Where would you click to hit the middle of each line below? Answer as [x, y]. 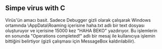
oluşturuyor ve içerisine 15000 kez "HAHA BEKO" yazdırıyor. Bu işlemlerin [81, 30]
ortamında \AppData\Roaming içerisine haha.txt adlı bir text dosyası [75, 25]
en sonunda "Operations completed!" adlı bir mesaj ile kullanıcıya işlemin [80, 36]
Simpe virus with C [35, 8]
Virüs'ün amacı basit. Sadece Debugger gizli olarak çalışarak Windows [78, 20]
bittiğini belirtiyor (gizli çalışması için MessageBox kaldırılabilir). [70, 41]
